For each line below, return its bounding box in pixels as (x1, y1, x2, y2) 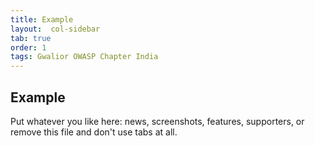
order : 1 (10, 42, 47, 53)
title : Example (10, 14, 74, 25)
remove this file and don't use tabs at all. (10, 126, 178, 138)
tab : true (10, 33, 52, 43)
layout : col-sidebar (10, 24, 101, 34)
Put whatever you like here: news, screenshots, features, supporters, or (10, 115, 305, 127)
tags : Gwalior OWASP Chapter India (10, 52, 159, 62)
